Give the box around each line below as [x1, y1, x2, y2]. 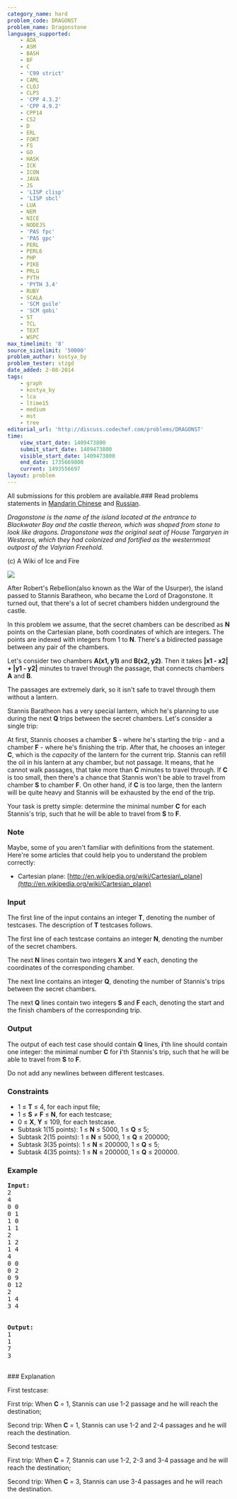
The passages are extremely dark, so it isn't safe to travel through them [7, 685, 216, 694]
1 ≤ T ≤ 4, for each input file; [17, 1102, 100, 1111]
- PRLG [20, 267, 40, 275]
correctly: [7, 858, 36, 867]
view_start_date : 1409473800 [20, 439, 106, 446]
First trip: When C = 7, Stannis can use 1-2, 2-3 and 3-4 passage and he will [7, 1456, 229, 1465]
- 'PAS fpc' [20, 228, 55, 235]
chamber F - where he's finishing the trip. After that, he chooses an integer [7, 743, 226, 751]
